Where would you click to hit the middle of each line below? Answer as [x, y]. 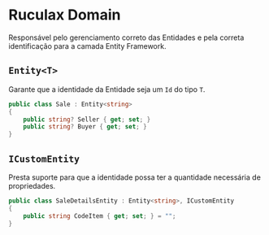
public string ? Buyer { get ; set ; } [85, 127]
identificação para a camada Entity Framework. [87, 46]
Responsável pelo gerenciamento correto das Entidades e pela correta [126, 37]
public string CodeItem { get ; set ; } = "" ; [100, 216]
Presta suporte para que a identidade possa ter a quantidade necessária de [135, 177]
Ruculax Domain [65, 15]
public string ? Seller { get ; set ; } [87, 120]
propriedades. [32, 185]
